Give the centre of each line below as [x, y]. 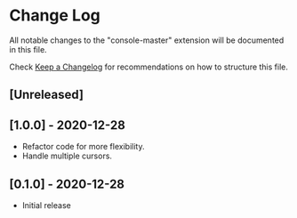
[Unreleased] [47, 95]
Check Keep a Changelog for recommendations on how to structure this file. [149, 67]
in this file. [28, 49]
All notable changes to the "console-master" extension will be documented [147, 40]
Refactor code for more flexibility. [83, 147]
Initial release [46, 205]
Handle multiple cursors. [67, 156]
